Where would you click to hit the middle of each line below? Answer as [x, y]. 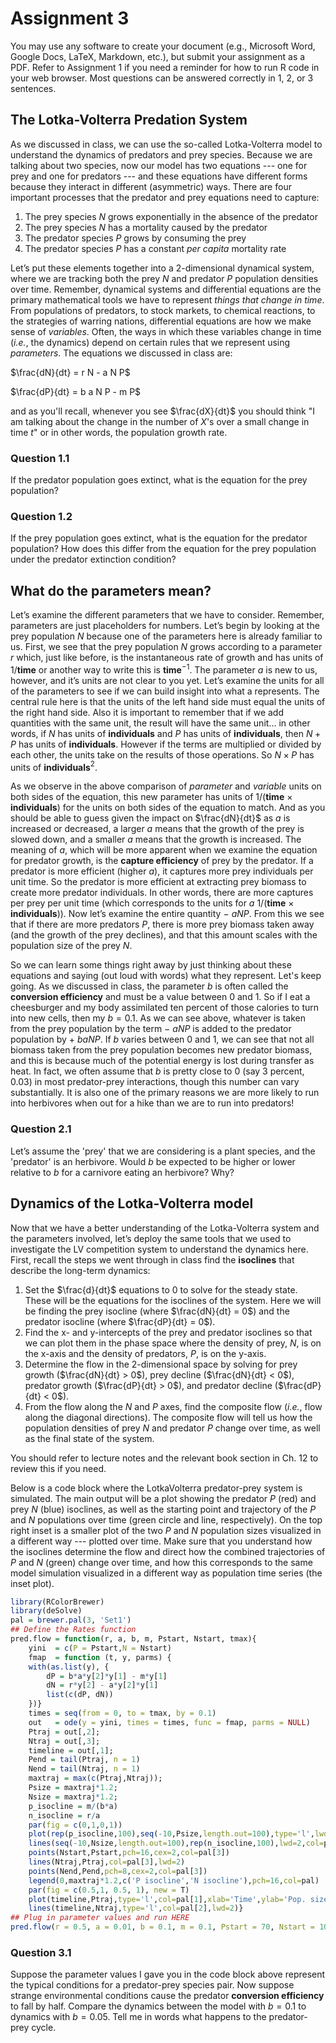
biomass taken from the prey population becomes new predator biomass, [161, 1050]
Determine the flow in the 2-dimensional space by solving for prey [161, 1364]
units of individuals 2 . [54, 766]
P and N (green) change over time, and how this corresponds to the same [161, 1562]
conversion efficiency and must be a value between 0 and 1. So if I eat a [160, 997]
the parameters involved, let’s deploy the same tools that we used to [151, 1238]
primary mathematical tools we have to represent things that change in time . [167, 299]
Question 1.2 [41, 516]
